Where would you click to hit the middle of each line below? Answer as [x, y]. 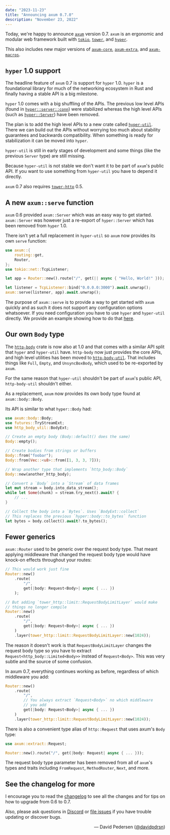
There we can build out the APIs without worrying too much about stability [83, 130]
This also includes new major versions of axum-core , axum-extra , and [77, 49]
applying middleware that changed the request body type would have [78, 555]
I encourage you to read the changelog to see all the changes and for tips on [85, 796]
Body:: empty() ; [21, 441]
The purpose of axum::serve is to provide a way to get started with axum [80, 302]
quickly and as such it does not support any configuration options [74, 307]
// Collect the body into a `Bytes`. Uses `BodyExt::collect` [72, 511]
